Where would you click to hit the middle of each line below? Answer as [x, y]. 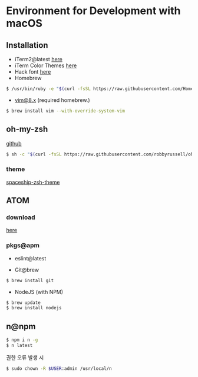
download [21, 217]
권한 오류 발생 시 [25, 357]
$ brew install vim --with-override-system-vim [66, 111]
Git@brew [27, 270]
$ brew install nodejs [34, 308]
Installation [27, 45]
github [14, 143]
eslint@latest [30, 258]
